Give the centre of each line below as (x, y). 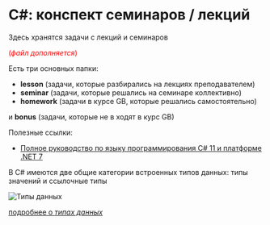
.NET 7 (31, 156)
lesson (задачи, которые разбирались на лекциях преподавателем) (137, 84)
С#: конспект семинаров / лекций (129, 15)
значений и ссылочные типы (58, 181)
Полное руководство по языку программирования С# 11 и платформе (141, 148)
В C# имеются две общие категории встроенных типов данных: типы (128, 172)
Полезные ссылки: (40, 132)
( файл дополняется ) (43, 52)
